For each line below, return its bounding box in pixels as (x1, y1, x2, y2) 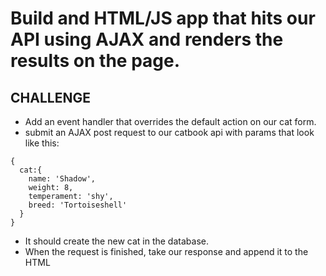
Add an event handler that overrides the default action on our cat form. (24, 116, 317, 127)
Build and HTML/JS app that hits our (10, 7, 316, 30)
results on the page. (10, 50, 181, 72)
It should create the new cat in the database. (24, 235, 209, 247)
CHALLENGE (10, 89, 91, 106)
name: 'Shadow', (28, 174, 97, 184)
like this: (24, 137, 60, 149)
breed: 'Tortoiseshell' (28, 200, 128, 210)
